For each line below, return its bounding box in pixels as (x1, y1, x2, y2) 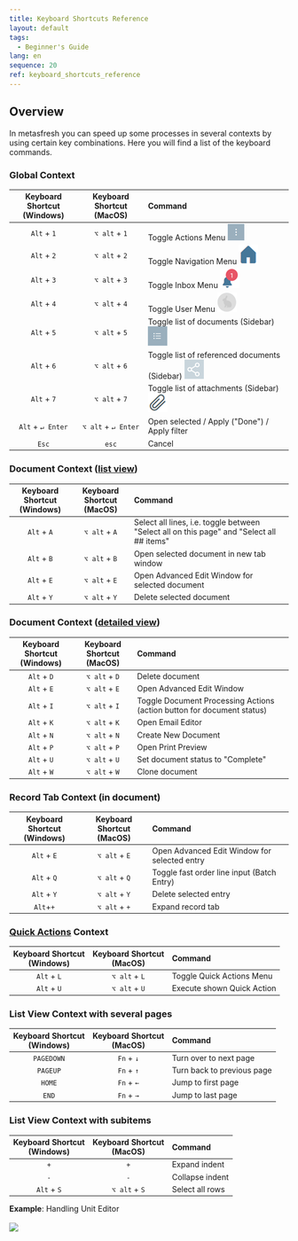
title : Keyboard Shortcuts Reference (9, 14, 149, 23)
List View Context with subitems (9, 1114, 153, 1127)
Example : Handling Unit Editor (9, 1204, 120, 1214)
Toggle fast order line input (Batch (152, 867, 277, 878)
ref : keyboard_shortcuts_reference (9, 71, 141, 80)
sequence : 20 (9, 61, 58, 70)
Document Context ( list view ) (9, 463, 138, 475)
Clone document (137, 767, 198, 777)
